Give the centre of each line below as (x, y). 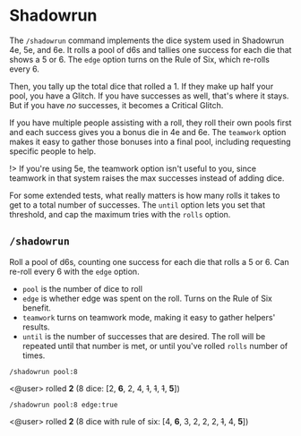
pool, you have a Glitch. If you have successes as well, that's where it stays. (149, 96)
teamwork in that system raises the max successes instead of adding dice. (147, 178)
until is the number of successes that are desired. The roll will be (144, 336)
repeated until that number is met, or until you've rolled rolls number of (155, 346)
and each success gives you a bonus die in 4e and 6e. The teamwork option (148, 132)
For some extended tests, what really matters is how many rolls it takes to (145, 195)
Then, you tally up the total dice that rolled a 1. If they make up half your (142, 86)
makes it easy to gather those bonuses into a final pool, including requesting (150, 141)
